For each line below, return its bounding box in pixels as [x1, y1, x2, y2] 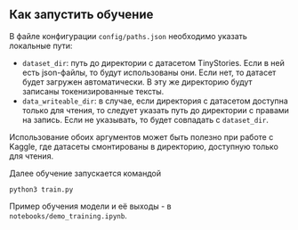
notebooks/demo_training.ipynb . [9, 209, 127, 221]
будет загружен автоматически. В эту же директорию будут [21, 76, 253, 87]
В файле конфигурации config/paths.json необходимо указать [9, 30, 247, 41]
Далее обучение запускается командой [9, 168, 162, 178]
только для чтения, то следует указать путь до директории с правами [21, 104, 289, 115]
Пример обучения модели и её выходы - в [9, 201, 172, 211]
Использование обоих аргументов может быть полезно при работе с [9, 131, 274, 142]
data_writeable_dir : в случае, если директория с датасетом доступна [21, 95, 289, 106]
